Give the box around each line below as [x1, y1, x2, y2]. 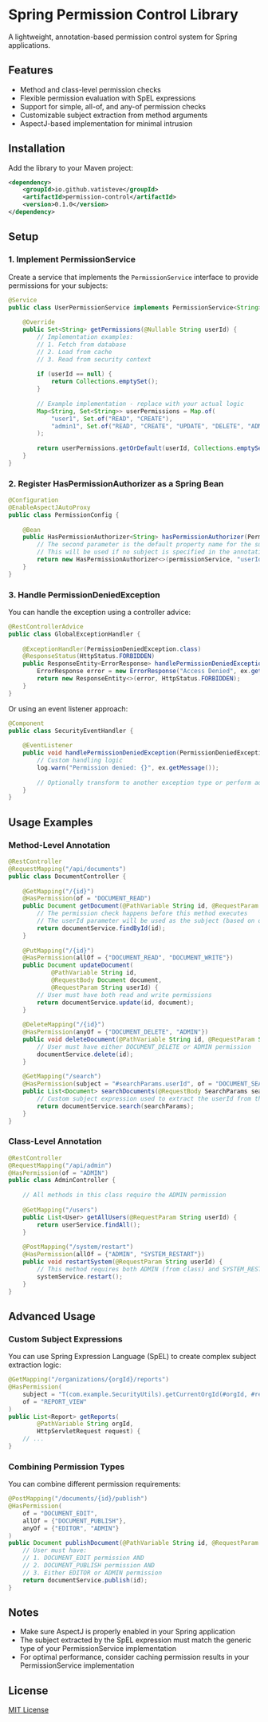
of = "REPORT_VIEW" [22, 1397, 88, 1405]
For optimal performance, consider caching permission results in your [19, 1653, 250, 1662]
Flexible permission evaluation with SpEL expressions [19, 93, 196, 103]
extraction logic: [8, 1360, 61, 1369]
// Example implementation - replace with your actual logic [37, 400, 245, 408]
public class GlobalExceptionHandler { [8, 630, 141, 638]
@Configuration [8, 496, 59, 504]
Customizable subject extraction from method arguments [19, 110, 208, 120]
